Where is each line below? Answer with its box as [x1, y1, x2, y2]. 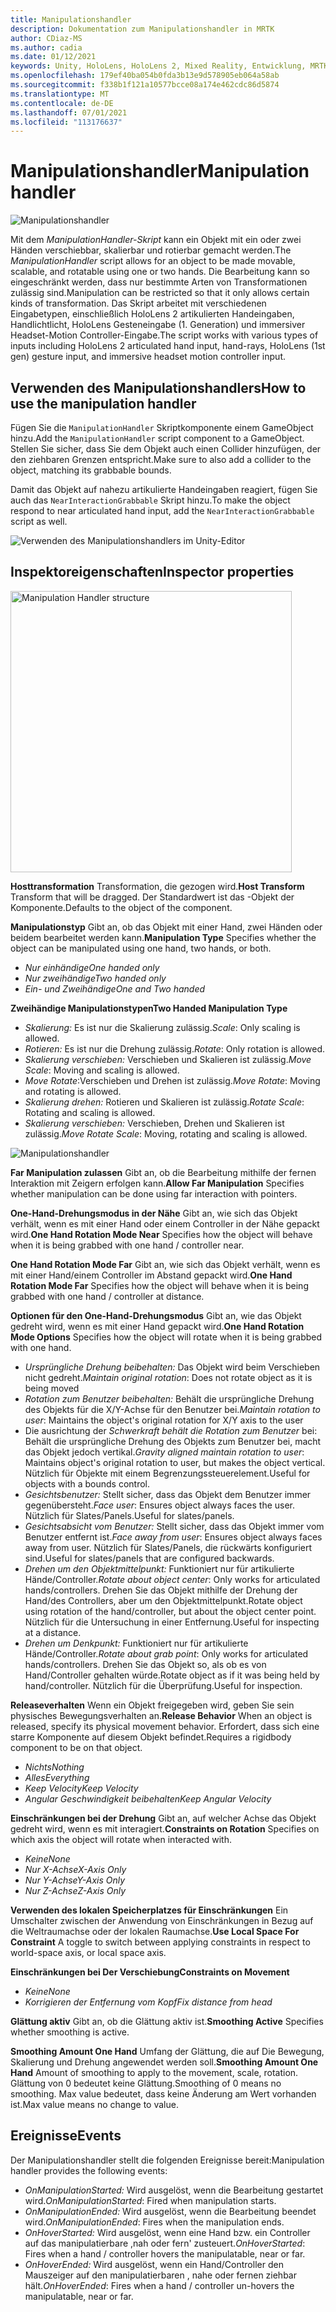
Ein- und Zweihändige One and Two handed [24, 982, 206, 995]
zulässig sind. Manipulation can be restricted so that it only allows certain [10, 287, 310, 299]
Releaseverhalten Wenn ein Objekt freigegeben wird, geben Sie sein [10, 1699, 295, 1711]
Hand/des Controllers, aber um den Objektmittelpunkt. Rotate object [24, 1594, 303, 1606]
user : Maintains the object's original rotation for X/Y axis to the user [24, 1414, 304, 1426]
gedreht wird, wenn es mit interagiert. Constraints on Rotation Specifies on [10, 1822, 320, 1835]
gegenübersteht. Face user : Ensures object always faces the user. [24, 1499, 296, 1511]
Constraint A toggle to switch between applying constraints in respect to [10, 1936, 311, 1948]
